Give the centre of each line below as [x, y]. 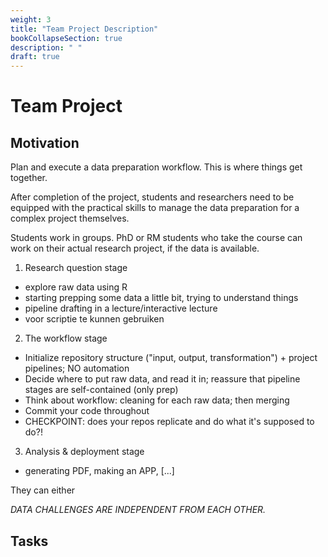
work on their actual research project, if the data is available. [135, 248]
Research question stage [76, 268]
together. [29, 178]
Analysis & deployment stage [84, 452]
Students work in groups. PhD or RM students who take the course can [156, 238]
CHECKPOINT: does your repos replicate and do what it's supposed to [169, 422]
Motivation [45, 142]
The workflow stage [66, 338]
